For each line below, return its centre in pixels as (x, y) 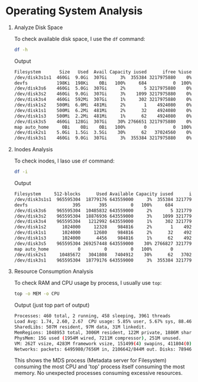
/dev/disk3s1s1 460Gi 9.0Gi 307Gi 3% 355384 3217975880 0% (103, 77)
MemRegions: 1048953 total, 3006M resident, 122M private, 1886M (96, 332)
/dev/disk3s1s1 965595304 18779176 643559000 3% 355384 (94, 199)
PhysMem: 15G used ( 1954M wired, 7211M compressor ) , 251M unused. (98, 338)
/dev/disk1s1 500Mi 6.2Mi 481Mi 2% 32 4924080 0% (103, 110)
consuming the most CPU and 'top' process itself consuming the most (99, 367)
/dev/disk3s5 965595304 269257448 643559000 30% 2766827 (94, 243)
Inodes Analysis (33, 149)
